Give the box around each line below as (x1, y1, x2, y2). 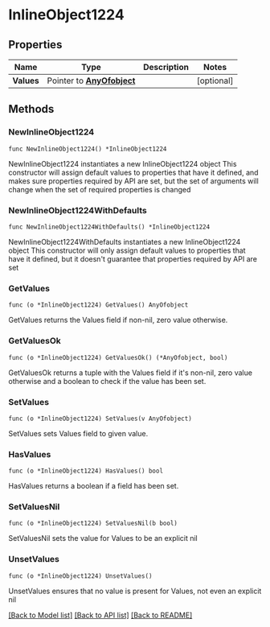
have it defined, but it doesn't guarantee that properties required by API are (8, 254, 257, 263)
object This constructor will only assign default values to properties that (8, 245, 247, 255)
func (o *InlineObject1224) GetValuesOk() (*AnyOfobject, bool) (8, 353, 228, 361)
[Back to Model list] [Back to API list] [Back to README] (8, 610, 193, 620)
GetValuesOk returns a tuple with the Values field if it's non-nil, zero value (8, 368, 253, 377)
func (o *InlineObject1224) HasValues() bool (8, 467, 163, 476)
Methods (8, 102, 55, 116)
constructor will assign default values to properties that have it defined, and (8, 167, 259, 177)
